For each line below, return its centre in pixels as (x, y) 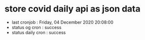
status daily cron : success (39, 32)
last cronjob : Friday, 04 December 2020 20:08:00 (62, 22)
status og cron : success (36, 27)
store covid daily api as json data (72, 9)
